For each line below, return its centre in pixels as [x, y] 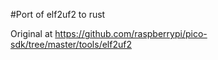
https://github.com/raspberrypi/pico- [131, 33]
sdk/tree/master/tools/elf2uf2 [71, 44]
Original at [31, 33]
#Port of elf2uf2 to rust [58, 14]
